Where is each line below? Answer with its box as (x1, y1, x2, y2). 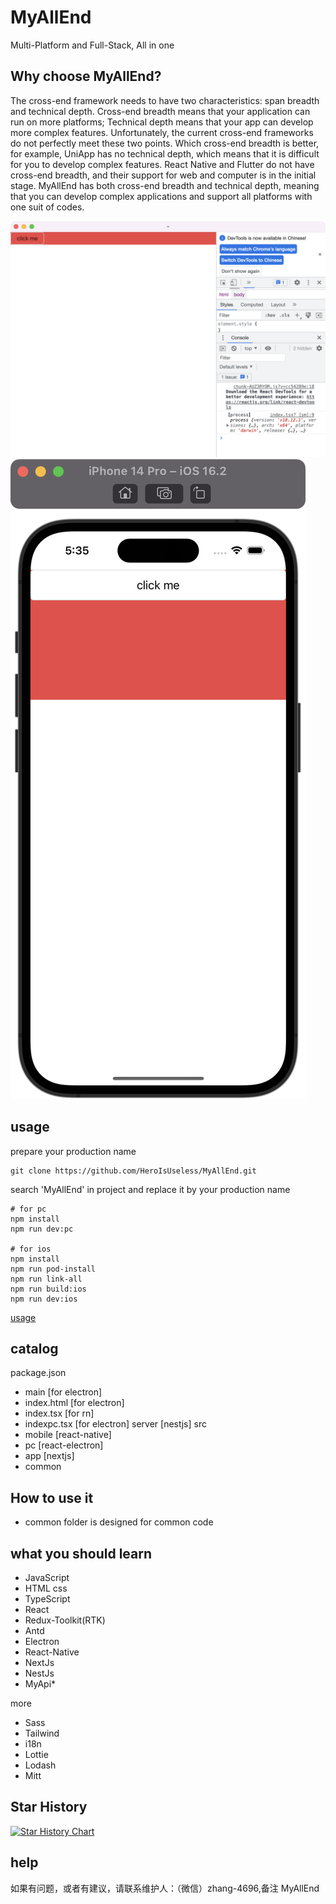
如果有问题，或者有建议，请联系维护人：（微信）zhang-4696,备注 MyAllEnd (10, 1882, 320, 1894)
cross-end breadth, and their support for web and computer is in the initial (10, 169, 317, 181)
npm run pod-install (10, 1264, 97, 1274)
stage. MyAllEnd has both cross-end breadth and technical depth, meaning (10, 179, 320, 191)
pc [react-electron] (24, 1439, 104, 1451)
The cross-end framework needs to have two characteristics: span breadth (10, 94, 320, 106)
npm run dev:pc (10, 1224, 74, 1234)
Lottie (24, 1749, 49, 1760)
